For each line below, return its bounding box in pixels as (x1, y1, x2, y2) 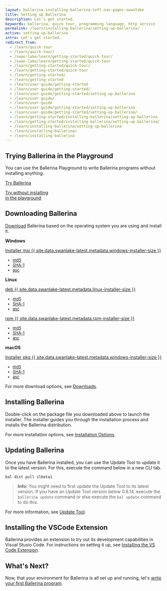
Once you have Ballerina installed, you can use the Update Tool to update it (5, 459, 160, 465)
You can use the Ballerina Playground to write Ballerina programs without (5, 165, 156, 171)
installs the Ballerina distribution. (5, 422, 72, 428)
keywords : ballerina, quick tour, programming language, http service (5, 21, 155, 27)
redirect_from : (5, 40, 37, 45)
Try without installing (5, 190, 48, 196)
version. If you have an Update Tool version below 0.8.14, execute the (17, 488, 160, 494)
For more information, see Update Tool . (5, 509, 86, 515)
